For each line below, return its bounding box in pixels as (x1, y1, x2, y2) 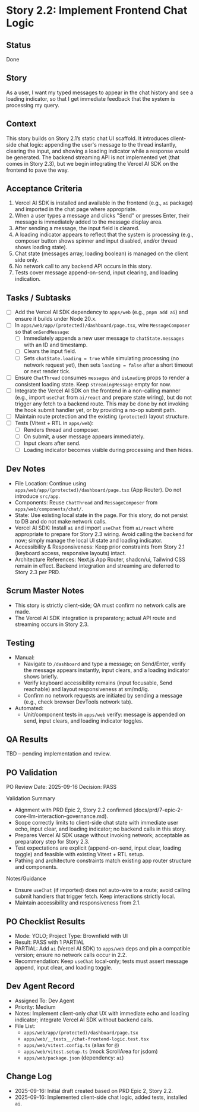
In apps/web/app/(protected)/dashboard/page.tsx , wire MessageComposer (14, 321, 190, 329)
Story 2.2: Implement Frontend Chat (6, 4, 188, 17)
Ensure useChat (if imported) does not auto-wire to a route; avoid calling (14, 887, 191, 894)
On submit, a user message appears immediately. (23, 433, 145, 440)
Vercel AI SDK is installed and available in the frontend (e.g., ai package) (14, 199, 193, 206)
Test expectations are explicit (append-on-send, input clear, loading (14, 844, 181, 851)
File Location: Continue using (14, 479, 87, 487)
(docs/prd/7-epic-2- (133, 806, 183, 814)
